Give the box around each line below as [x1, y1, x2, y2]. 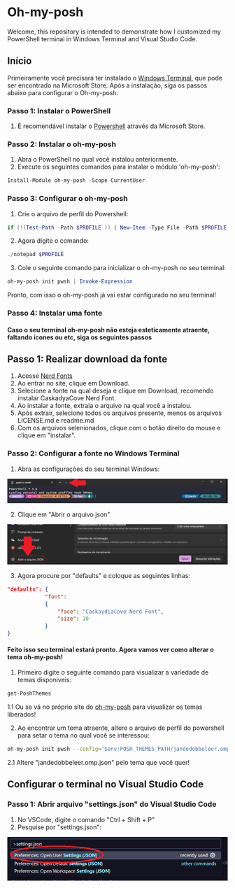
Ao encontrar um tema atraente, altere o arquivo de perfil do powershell [17, 724, 225, 732]
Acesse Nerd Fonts [17, 372, 73, 380]
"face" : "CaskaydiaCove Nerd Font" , [57, 608, 164, 615]
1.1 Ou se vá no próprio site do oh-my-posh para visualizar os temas [7, 703, 203, 711]
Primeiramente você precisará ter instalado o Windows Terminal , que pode [7, 73, 222, 82]
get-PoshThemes [7, 690, 52, 697]
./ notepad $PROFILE [7, 251, 64, 258]
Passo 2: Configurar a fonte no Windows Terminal [7, 449, 180, 458]
